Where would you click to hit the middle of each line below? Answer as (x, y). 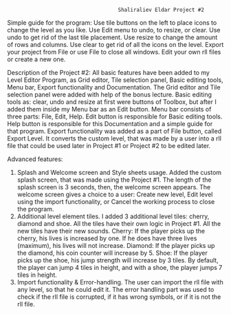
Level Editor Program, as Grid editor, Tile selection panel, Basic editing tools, (115, 80)
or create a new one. (36, 59)
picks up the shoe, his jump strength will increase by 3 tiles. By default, (118, 260)
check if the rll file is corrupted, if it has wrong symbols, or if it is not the (119, 297)
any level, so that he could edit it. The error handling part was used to (115, 290)
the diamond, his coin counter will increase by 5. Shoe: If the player (112, 253)
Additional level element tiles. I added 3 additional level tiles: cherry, (113, 216)
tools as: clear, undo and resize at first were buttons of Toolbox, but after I (112, 102)
